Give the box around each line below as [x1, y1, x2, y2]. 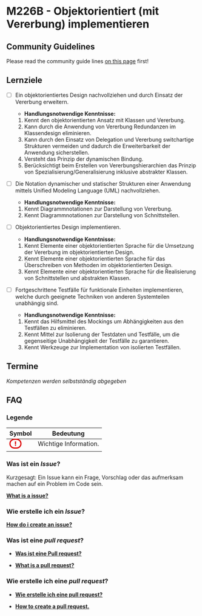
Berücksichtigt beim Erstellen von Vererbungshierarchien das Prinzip [24, 161, 197, 169]
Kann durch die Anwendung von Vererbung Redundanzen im [24, 123, 176, 130]
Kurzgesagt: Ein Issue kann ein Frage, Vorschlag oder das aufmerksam [6, 474, 184, 481]
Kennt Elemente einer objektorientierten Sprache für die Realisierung [24, 268, 196, 275]
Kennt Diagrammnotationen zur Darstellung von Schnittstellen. [24, 211, 180, 219]
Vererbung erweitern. [15, 98, 69, 105]
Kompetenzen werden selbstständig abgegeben [6, 377, 126, 385]
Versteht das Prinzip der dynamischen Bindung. [24, 155, 144, 163]
